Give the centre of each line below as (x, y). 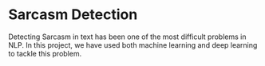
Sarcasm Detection (73, 15)
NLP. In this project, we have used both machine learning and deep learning (133, 45)
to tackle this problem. (45, 53)
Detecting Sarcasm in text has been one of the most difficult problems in (127, 37)
